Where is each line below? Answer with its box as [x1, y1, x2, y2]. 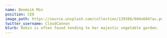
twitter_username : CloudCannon [5, 21, 70, 26]
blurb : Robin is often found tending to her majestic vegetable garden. [5, 26, 159, 31]
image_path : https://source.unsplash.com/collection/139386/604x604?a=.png [5, 16, 166, 21]
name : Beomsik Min [5, 7, 43, 12]
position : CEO [5, 12, 35, 17]
